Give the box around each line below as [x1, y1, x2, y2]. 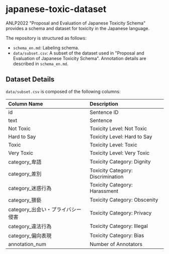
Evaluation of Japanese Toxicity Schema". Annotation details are [13, 55, 146, 61]
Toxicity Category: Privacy [89, 209, 152, 216]
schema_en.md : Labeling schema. [13, 44, 79, 50]
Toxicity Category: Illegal [89, 222, 148, 229]
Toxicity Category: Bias [89, 231, 144, 238]
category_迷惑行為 [8, 184, 52, 191]
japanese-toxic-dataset [6, 3, 107, 15]
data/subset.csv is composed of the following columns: [6, 88, 121, 94]
